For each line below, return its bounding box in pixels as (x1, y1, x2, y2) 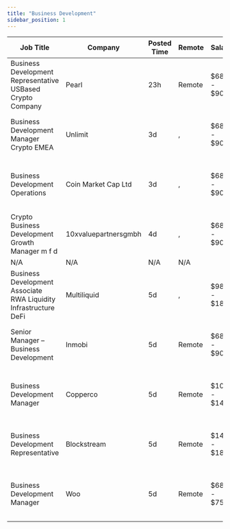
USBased (10, 84, 41, 93)
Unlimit (65, 130, 89, 139)
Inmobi (65, 340, 88, 349)
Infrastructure (10, 303, 55, 312)
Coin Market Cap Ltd (65, 179, 132, 189)
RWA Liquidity (10, 294, 56, 304)
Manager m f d (10, 246, 58, 256)
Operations (10, 188, 47, 198)
